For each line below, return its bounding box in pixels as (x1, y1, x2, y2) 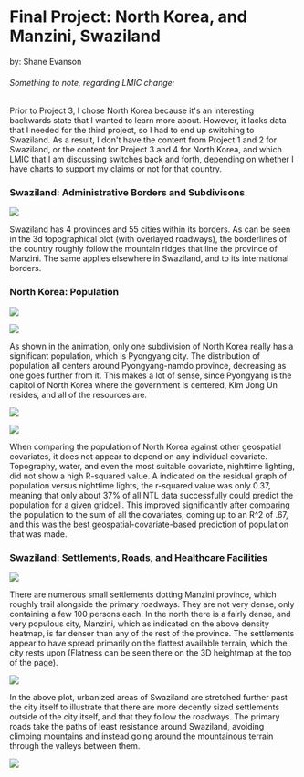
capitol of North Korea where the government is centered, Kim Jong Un (9, 379, 278, 390)
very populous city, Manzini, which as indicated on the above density (9, 618, 269, 629)
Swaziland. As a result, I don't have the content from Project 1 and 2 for (9, 134, 278, 145)
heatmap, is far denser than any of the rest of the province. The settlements (9, 628, 295, 639)
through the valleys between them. (9, 740, 141, 751)
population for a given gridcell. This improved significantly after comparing (9, 499, 290, 510)
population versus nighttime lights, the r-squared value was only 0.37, (9, 479, 271, 490)
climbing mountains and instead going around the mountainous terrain (9, 730, 274, 741)
